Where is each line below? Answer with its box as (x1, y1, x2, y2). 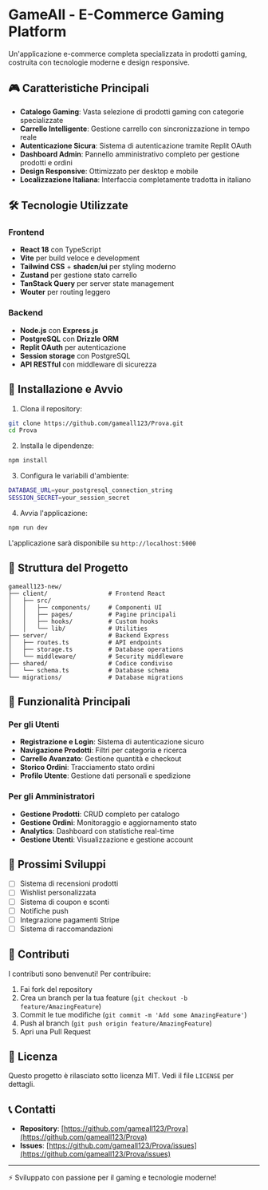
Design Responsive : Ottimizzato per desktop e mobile (19, 166, 199, 176)
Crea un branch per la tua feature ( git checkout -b (19, 993, 188, 1002)
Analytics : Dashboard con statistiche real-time (19, 826, 175, 835)
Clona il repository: (19, 403, 82, 413)
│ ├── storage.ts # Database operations (8, 645, 183, 653)
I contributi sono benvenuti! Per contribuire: (8, 969, 152, 978)
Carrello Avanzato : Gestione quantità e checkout (19, 754, 182, 764)
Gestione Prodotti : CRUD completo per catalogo (19, 809, 180, 819)
